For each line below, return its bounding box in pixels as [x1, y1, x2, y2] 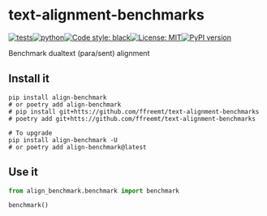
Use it [8, 165, 38, 179]
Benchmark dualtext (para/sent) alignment [8, 48, 150, 58]
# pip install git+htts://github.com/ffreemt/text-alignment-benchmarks [8, 107, 260, 115]
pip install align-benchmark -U [8, 136, 118, 144]
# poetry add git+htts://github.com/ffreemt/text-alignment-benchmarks [8, 114, 256, 123]
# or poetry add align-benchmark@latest [8, 143, 148, 151]
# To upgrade [8, 128, 53, 137]
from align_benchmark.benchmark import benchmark [8, 187, 180, 195]
